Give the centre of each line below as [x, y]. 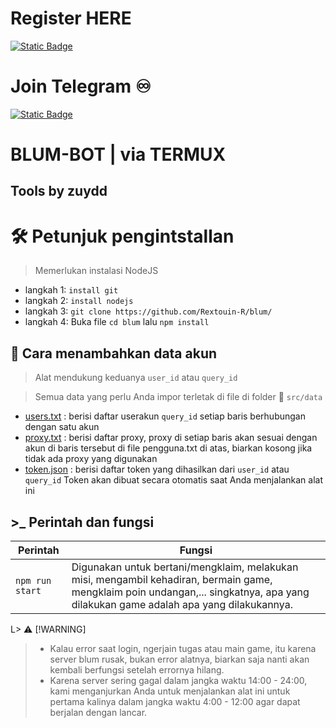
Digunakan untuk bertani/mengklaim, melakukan [185, 567]
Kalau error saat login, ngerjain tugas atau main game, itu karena [183, 649]
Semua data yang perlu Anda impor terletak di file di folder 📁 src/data [178, 397]
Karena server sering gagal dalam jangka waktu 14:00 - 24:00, [178, 681]
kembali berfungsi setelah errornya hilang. [137, 670]
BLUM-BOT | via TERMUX [118, 154]
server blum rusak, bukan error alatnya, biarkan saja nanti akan [179, 659]
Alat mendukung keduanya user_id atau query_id [136, 378]
